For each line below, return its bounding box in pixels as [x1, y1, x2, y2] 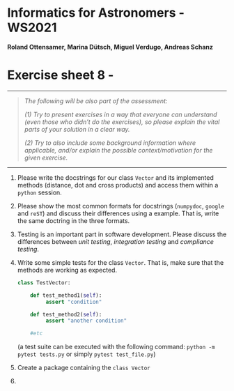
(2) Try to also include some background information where [24, 138, 196, 147]
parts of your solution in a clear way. [24, 125, 130, 133]
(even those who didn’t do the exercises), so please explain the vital [24, 117, 220, 126]
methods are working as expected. [17, 266, 117, 274]
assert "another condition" [45, 317, 127, 325]
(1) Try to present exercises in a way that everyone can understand [24, 110, 217, 118]
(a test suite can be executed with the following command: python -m [17, 343, 215, 351]
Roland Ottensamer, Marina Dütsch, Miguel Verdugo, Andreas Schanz [7, 43, 214, 51]
